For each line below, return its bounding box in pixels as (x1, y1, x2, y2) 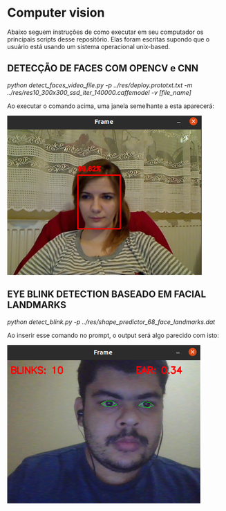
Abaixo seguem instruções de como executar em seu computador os (7, 28, 204, 36)
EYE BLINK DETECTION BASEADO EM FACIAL (7, 289, 207, 301)
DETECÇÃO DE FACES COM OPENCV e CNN (7, 62, 199, 74)
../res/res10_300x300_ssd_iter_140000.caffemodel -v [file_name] (7, 88, 191, 96)
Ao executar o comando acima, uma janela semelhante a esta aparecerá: (7, 102, 214, 110)
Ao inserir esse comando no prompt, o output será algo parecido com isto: (7, 331, 219, 339)
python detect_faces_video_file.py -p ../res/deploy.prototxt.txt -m (7, 81, 193, 89)
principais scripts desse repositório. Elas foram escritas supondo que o (7, 35, 210, 43)
